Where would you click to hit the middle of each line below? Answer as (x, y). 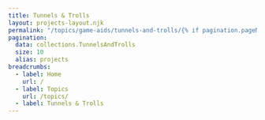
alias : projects (42, 60)
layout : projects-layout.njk (56, 23)
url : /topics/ (45, 96)
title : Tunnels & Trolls (49, 15)
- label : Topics (42, 89)
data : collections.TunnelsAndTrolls (75, 45)
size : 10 (30, 52)
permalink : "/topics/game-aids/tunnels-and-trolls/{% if (104, 30)
